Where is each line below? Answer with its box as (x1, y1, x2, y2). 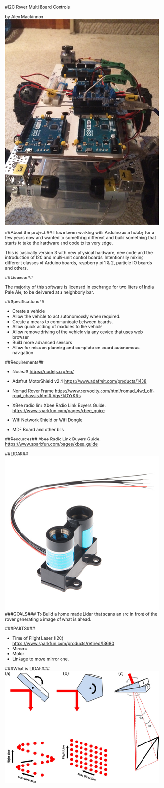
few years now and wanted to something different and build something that (5, 235, 156, 240)
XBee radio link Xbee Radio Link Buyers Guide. (12, 402, 106, 408)
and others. (5, 265, 28, 271)
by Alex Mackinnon (5, 14, 44, 19)
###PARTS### (5, 626, 35, 631)
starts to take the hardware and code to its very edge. (5, 240, 113, 246)
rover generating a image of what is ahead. (5, 616, 92, 622)
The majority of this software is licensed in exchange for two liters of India (5, 284, 154, 290)
